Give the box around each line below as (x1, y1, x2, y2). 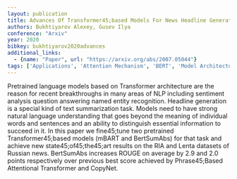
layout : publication (7, 10, 68, 18)
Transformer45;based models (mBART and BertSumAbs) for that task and (7, 134, 222, 142)
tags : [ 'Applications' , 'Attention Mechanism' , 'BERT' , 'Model (7, 62, 197, 69)
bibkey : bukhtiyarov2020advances (7, 43, 106, 50)
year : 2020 (7, 37, 39, 44)
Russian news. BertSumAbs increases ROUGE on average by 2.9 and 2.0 (7, 149, 219, 157)
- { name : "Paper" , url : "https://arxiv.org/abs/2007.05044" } (13, 56, 197, 63)
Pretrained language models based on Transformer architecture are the (7, 81, 214, 90)
